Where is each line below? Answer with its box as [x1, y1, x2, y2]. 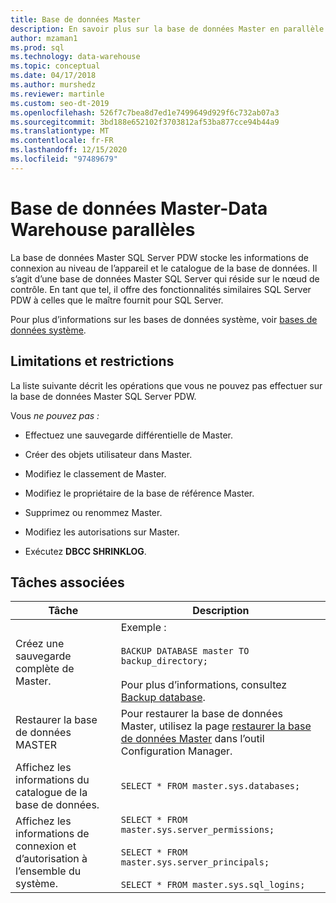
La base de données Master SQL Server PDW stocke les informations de [10, 251, 309, 263]
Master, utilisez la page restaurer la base [120, 719, 312, 733]
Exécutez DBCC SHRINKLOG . [24, 545, 147, 557]
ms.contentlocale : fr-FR [10, 136, 114, 146]
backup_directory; [120, 656, 208, 667]
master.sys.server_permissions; [120, 824, 275, 836]
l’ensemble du [15, 864, 82, 878]
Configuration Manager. [120, 744, 233, 758]
